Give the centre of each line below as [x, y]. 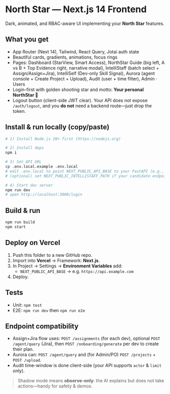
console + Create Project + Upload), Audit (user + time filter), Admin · [85, 79]
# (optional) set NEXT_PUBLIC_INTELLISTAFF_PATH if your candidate [78, 176]
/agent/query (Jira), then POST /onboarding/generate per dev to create [86, 344]
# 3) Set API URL [24, 162]
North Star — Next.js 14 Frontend [76, 9]
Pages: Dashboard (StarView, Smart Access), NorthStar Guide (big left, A [89, 63]
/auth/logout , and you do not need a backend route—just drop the [82, 106]
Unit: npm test [27, 305]
